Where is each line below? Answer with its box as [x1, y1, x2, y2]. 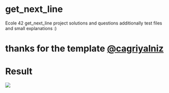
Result [5, 66, 33, 77]
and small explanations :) [5, 25, 57, 31]
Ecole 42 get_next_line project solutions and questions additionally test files [5, 20, 162, 26]
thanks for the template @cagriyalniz [5, 43, 164, 54]
